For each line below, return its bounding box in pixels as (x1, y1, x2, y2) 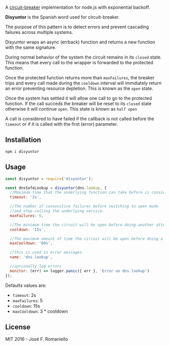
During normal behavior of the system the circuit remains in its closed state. (5, 54, 162, 60)
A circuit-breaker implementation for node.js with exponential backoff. (5, 5, 150, 10)
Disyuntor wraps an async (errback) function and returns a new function (5, 39, 155, 45)
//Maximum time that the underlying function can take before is (10, 190, 150, 195)
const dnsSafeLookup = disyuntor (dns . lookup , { (5, 185, 107, 190)
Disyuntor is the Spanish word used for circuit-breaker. (5, 14, 120, 20)
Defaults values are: (5, 282, 47, 288)
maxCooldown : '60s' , (10, 241, 53, 246)
